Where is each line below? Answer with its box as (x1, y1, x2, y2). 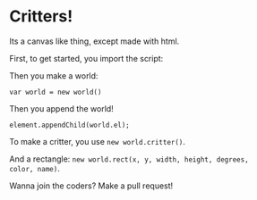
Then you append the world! (9, 103, 114, 113)
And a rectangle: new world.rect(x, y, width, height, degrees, (9, 154, 249, 164)
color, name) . (9, 162, 60, 173)
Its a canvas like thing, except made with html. (9, 36, 180, 46)
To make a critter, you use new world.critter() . (9, 136, 186, 146)
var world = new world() (9, 87, 102, 96)
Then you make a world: (9, 70, 99, 81)
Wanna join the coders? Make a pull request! (9, 180, 174, 191)
